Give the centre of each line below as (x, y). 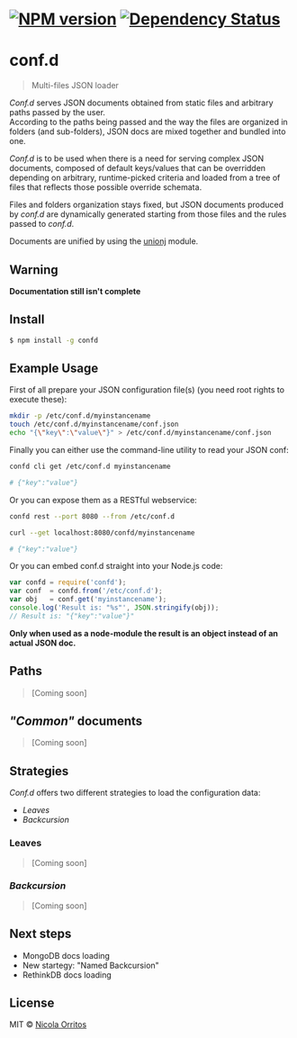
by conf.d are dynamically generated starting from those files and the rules (148, 214)
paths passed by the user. (58, 113)
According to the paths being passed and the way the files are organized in (148, 122)
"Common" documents (76, 722)
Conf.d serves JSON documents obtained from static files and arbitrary (141, 103)
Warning (34, 270)
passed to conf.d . (42, 224)
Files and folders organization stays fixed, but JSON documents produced (147, 205)
